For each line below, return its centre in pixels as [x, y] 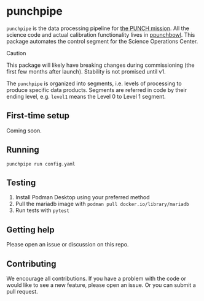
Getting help [30, 230]
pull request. [22, 291]
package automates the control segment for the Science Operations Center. [102, 41]
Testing [21, 182]
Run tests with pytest [42, 210]
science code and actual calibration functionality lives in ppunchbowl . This [101, 34]
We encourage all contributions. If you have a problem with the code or [96, 278]
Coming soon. [24, 131]
